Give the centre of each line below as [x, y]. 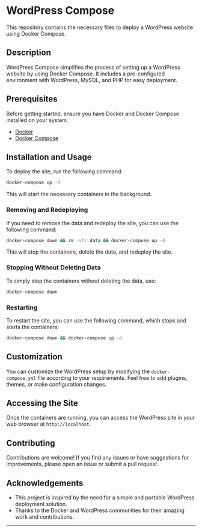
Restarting [22, 307]
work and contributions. [44, 517]
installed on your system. [37, 120]
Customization [35, 357]
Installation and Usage [49, 157]
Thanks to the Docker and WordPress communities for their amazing [100, 510]
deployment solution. [41, 504]
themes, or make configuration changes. [57, 384]
